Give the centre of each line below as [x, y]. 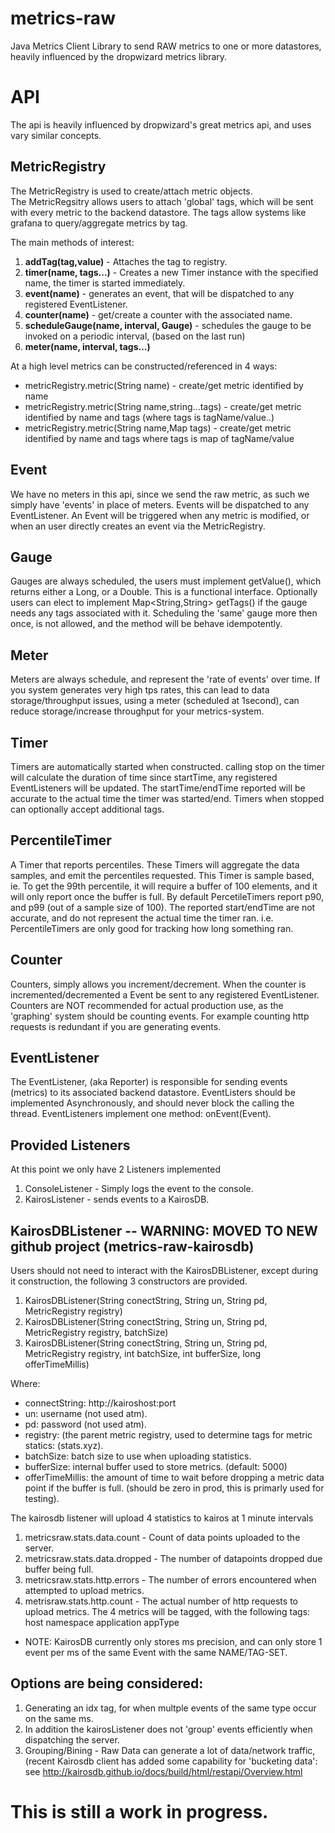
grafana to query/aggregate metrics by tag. [99, 223]
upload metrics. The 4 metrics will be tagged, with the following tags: [167, 1611]
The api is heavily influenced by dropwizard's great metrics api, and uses [161, 124]
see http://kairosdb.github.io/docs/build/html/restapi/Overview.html [163, 1771]
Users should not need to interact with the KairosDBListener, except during [164, 1270]
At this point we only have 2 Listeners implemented [115, 1169]
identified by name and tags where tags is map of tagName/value [159, 438]
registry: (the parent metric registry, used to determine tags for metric [168, 1435]
